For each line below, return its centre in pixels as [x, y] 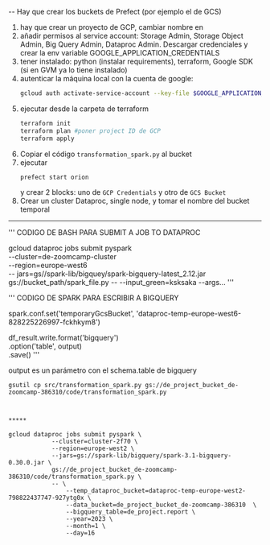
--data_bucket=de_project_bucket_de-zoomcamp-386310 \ [161, 505]
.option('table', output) [45, 346]
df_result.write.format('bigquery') [63, 338]
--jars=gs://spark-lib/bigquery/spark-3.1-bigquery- [141, 456]
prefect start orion [54, 177]
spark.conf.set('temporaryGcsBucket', [72, 314]
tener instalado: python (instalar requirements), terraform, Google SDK [136, 61]
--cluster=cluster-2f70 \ [94, 442]
